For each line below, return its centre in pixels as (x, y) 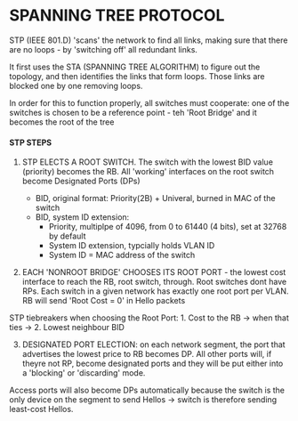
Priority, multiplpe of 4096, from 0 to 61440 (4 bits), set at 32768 (168, 227)
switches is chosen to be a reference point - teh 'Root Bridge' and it (133, 112)
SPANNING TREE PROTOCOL (117, 16)
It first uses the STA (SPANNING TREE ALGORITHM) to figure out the (135, 67)
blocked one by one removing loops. (76, 85)
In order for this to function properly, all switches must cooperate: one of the (149, 102)
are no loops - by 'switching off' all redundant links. (104, 49)
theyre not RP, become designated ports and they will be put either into (153, 364)
